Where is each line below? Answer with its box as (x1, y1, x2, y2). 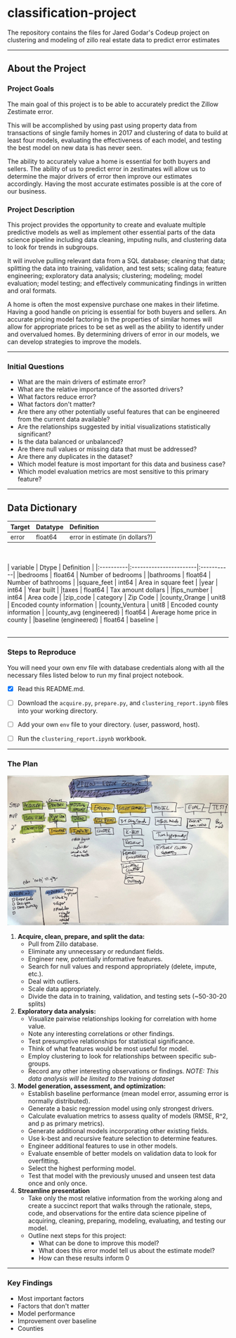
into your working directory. (17, 706, 98, 715)
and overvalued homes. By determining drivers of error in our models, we (7, 329, 220, 339)
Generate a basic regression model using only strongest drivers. (27, 1104, 214, 1113)
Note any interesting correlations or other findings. (27, 1030, 175, 1038)
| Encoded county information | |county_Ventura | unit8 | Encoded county (7, 600, 219, 610)
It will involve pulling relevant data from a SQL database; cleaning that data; (7, 256, 226, 265)
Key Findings (7, 1278, 53, 1288)
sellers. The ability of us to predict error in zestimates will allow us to (7, 164, 206, 173)
